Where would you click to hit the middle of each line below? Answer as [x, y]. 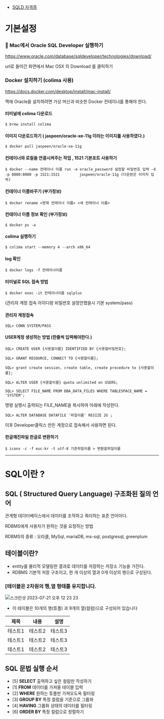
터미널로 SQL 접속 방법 [27, 281]
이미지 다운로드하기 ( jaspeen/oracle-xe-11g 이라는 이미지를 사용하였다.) [75, 136]
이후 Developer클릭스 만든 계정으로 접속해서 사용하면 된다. [61, 425]
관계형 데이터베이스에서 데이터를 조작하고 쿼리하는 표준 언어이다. [66, 516]
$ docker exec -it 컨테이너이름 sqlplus [43, 293]
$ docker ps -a [20, 225]
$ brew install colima [28, 124]
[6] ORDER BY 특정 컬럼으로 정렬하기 [48, 712]
